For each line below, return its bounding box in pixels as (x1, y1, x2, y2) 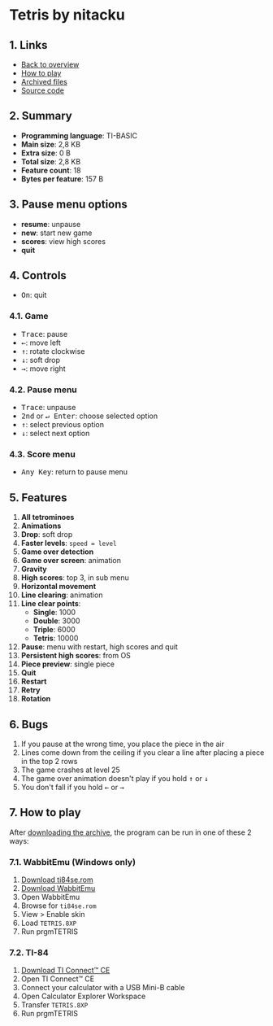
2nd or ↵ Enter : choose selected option (20, 411, 158, 421)
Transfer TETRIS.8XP (20, 1000, 89, 1010)
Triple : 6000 (32, 625, 76, 635)
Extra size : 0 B (20, 148, 71, 158)
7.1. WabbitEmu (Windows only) (9, 856, 136, 867)
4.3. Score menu (9, 448, 76, 460)
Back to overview (20, 59, 80, 69)
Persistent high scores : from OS (20, 651, 131, 661)
